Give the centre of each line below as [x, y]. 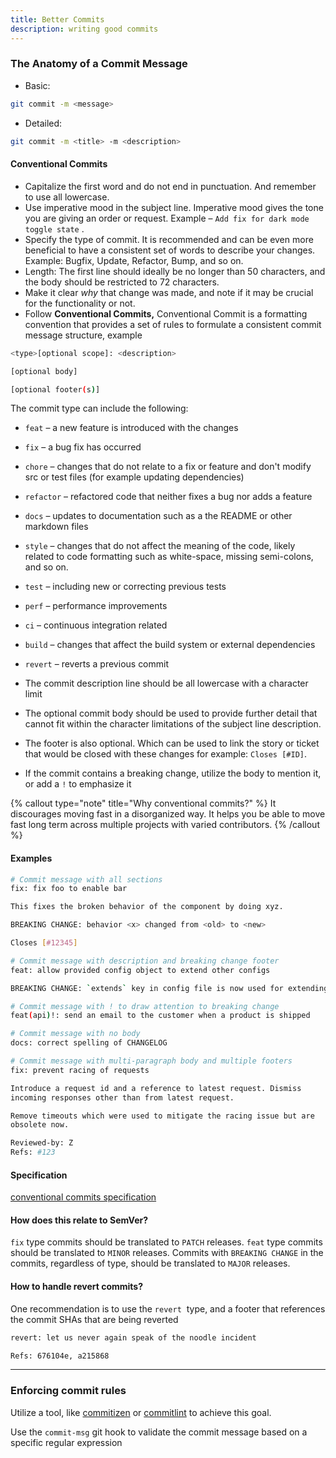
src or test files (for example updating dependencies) [134, 477]
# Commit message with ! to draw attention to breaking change [145, 1006]
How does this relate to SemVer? [79, 1220]
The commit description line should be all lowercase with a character [166, 683]
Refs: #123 [33, 1152]
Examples [31, 858]
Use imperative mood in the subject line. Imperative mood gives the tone [174, 207]
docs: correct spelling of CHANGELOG [89, 1043]
